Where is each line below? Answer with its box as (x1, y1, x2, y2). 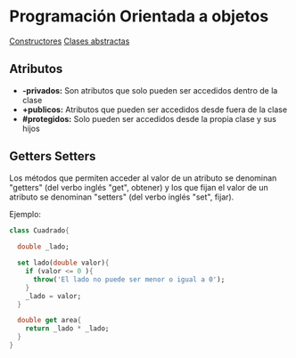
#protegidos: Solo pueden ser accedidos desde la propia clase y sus (21, 113, 276, 124)
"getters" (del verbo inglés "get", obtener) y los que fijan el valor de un (9, 182, 269, 192)
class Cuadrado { (9, 225, 70, 235)
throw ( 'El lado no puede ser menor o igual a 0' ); (32, 274, 226, 284)
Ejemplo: (9, 208, 42, 219)
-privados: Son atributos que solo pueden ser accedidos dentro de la (21, 85, 278, 95)
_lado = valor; (25, 291, 82, 300)
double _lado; (17, 242, 70, 251)
